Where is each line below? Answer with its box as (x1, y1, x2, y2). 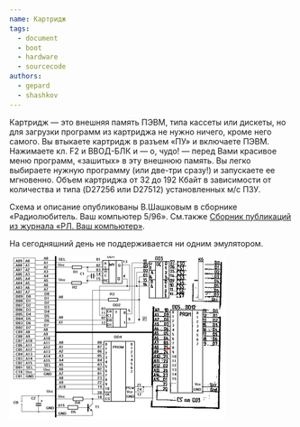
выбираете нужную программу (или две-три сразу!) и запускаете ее (9, 164, 276, 175)
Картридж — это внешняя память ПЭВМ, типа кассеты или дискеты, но (9, 116, 286, 127)
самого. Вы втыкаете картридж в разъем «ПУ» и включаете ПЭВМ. (9, 135, 270, 146)
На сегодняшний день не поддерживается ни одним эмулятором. (9, 237, 264, 248)
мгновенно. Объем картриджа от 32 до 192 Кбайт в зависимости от (9, 174, 272, 185)
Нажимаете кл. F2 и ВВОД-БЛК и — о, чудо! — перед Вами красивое (9, 145, 277, 156)
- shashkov (17, 90, 59, 99)
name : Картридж (9, 14, 67, 23)
